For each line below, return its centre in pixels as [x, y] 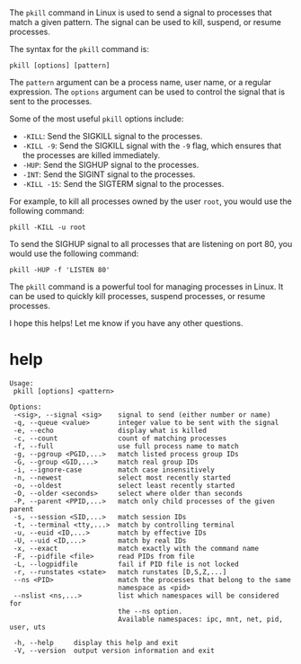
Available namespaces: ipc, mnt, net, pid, [200, 620]
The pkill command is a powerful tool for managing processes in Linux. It [146, 287]
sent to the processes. [51, 102]
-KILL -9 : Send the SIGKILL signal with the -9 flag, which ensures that [152, 146]
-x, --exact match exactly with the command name [136, 549]
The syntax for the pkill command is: [80, 49]
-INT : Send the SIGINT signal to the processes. [109, 174]
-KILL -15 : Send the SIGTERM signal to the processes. [123, 184]
